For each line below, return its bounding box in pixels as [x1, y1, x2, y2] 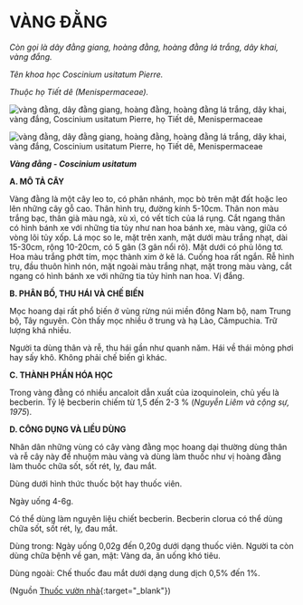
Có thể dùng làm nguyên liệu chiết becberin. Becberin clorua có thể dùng [9, 513, 283, 523]
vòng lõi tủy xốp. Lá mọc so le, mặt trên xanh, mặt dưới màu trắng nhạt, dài [9, 232, 288, 243]
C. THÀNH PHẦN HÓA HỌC [9, 370, 113, 380]
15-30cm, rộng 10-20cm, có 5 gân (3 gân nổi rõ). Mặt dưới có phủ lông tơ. [9, 241, 283, 252]
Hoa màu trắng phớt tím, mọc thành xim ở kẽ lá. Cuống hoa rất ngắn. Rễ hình [9, 251, 295, 262]
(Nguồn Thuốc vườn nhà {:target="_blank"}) [9, 585, 171, 596]
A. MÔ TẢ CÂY [9, 176, 65, 187]
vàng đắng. [9, 51, 52, 62]
